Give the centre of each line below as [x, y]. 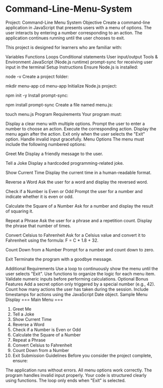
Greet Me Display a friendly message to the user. [54, 154]
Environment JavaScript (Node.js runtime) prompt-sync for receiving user [79, 62]
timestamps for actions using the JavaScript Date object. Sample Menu [76, 294]
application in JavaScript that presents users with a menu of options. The [79, 27]
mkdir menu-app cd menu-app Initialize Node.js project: [61, 86]
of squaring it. [19, 211]
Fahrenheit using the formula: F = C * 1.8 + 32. [52, 240]
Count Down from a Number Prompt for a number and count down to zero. [80, 249]
